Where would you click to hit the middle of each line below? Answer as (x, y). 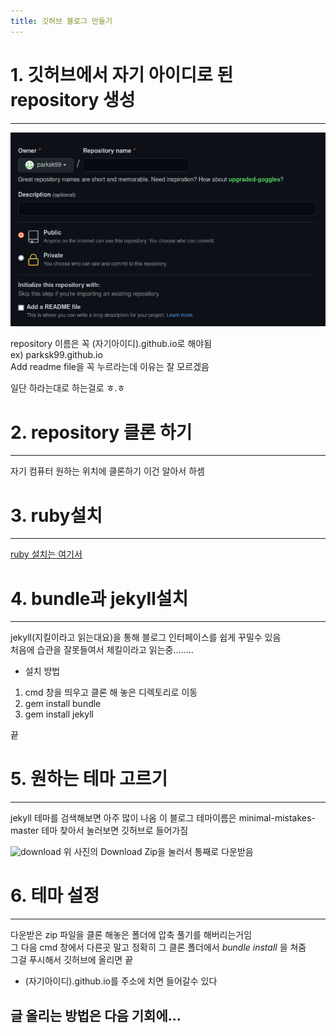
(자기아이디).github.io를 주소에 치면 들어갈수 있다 (121, 981)
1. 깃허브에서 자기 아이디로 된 (122, 74)
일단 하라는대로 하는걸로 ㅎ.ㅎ (68, 388)
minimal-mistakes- (277, 818)
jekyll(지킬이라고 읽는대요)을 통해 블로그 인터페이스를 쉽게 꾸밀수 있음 (146, 637)
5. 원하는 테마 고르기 (89, 779)
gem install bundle (63, 704)
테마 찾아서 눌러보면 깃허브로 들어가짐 (115, 831)
